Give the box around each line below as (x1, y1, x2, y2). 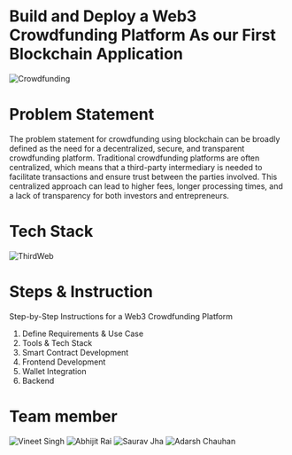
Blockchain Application (9, 44, 184, 64)
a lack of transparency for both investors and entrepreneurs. (9, 190, 230, 200)
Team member (9, 406, 118, 427)
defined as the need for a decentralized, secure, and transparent (9, 143, 245, 153)
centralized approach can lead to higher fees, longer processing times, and (9, 180, 283, 192)
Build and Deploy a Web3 (9, 6, 197, 27)
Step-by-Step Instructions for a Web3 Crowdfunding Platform (9, 310, 233, 321)
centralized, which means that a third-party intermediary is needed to (9, 161, 263, 172)
